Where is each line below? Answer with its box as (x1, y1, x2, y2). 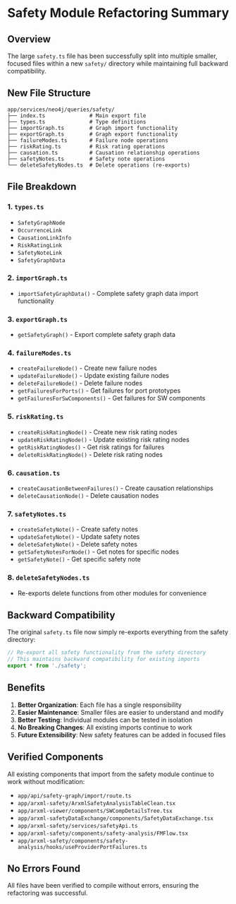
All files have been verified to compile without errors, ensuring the (7, 881, 199, 890)
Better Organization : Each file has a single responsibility (17, 701, 182, 709)
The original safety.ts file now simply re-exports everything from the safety (7, 628, 229, 636)
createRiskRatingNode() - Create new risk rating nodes (17, 427, 178, 436)
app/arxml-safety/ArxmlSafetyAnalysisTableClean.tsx (17, 799, 176, 807)
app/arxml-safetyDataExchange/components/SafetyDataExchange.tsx (17, 814, 213, 822)
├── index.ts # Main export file (7, 112, 147, 119)
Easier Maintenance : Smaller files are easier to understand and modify (17, 708, 224, 716)
